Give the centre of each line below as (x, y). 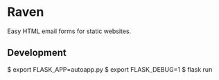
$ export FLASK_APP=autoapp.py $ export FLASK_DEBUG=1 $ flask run (110, 69)
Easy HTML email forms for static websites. (69, 31)
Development (37, 53)
